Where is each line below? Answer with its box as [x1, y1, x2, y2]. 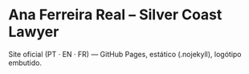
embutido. [8, 58, 43, 68]
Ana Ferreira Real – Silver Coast [8, 6, 222, 24]
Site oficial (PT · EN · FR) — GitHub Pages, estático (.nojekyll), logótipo [8, 49, 243, 59]
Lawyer [8, 23, 59, 41]
